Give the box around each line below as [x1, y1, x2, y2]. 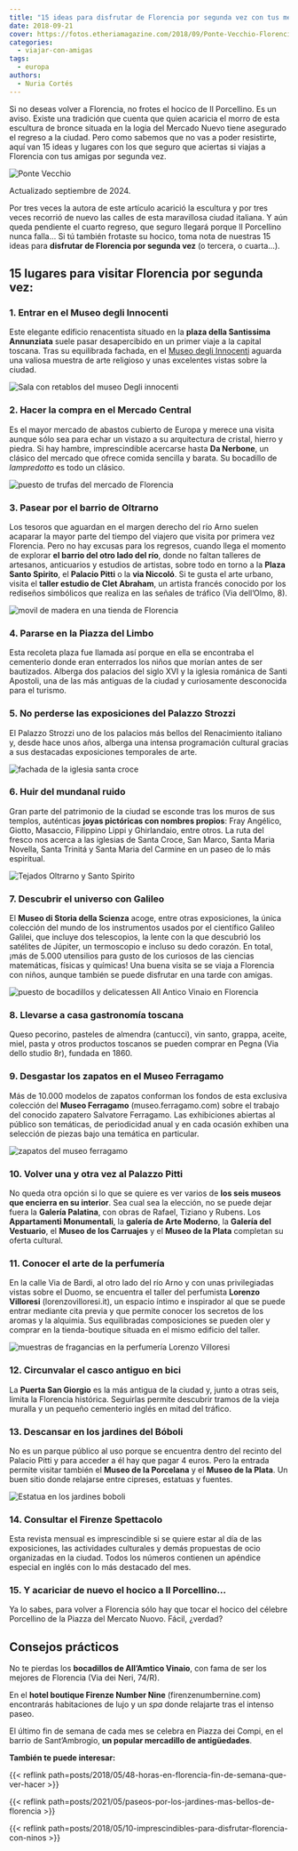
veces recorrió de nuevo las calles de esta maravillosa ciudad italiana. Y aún [9, 212, 288, 222]
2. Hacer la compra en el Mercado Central [9, 404, 192, 416]
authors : [9, 71, 42, 80]
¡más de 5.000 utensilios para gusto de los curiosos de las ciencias [9, 950, 255, 961]
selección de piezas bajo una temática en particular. [9, 1128, 200, 1139]
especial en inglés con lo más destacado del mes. [9, 1562, 192, 1573]
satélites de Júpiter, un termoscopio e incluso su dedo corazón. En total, [9, 942, 273, 952]
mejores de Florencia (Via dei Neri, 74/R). [9, 1672, 160, 1683]
